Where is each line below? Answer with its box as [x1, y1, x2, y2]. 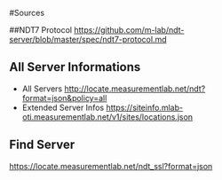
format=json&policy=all [21, 92, 107, 103]
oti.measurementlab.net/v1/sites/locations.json [21, 111, 194, 122]
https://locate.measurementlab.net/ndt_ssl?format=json [9, 160, 213, 171]
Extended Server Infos [21, 102, 105, 113]
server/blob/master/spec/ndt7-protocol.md [9, 35, 167, 44]
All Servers [21, 83, 63, 94]
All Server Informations [9, 59, 141, 74]
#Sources [9, 8, 45, 18]
